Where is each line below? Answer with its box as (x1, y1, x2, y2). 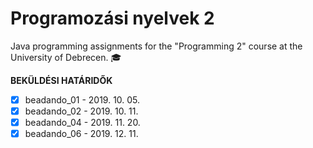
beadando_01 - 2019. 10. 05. (24, 93, 141, 106)
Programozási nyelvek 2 (10, 7, 215, 30)
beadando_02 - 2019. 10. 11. (24, 105, 139, 117)
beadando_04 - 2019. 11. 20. (24, 117, 141, 129)
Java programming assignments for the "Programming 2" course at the (10, 40, 303, 52)
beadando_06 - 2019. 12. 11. (24, 128, 139, 140)
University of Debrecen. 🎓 (10, 51, 122, 63)
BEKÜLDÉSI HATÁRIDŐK (10, 74, 113, 86)
